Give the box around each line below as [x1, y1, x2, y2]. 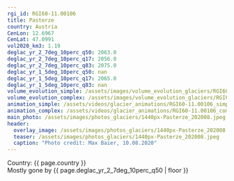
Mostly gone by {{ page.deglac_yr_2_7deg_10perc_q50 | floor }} [7, 166, 189, 175]
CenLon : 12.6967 [7, 29, 54, 37]
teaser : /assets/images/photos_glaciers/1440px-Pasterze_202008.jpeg [13, 133, 219, 140]
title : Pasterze [7, 17, 54, 24]
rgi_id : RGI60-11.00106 [7, 10, 77, 17]
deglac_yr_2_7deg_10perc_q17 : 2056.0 [7, 56, 117, 63]
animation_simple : [7, 101, 61, 108]
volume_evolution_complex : [7, 95, 86, 102]
